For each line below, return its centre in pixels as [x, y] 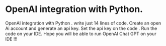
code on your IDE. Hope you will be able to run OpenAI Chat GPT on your [81, 33]
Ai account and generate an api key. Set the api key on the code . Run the [81, 28]
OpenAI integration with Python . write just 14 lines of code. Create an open [83, 23]
